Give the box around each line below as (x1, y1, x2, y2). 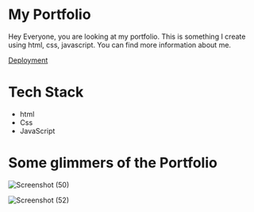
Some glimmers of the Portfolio (8, 154, 218, 172)
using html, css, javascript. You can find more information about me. (8, 40, 232, 49)
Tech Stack (8, 83, 84, 101)
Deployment (8, 55, 48, 65)
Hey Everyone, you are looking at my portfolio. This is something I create (8, 32, 246, 41)
